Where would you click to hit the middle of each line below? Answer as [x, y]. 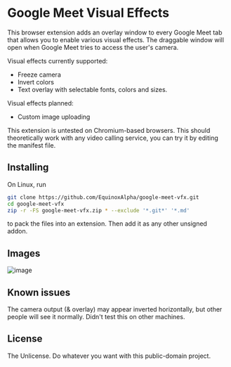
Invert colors [36, 82]
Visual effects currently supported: [58, 60]
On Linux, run [27, 184]
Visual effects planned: [40, 103]
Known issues [39, 292]
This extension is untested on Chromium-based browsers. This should [109, 130]
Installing [28, 168]
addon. [18, 231]
